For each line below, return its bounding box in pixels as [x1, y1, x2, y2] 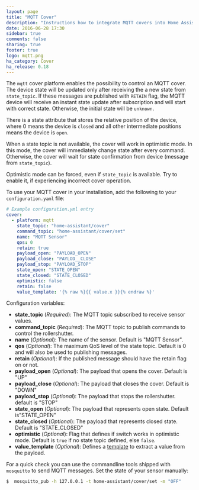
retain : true [17, 245, 49, 251]
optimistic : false [17, 278, 62, 284]
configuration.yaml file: [6, 195, 65, 202]
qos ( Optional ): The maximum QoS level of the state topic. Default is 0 [14, 343, 187, 350]
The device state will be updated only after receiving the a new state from [6, 86, 187, 94]
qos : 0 [17, 239, 33, 246]
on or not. [14, 362, 39, 369]
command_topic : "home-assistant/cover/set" [17, 228, 126, 234]
